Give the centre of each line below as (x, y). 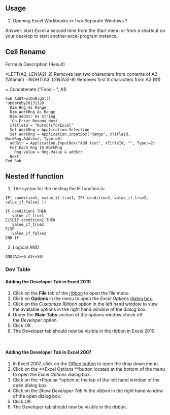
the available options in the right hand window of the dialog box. (80, 309)
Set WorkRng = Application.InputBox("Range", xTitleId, (70, 134)
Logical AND (26, 247)
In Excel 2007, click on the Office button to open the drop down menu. (86, 364)
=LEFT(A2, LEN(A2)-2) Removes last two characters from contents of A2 (81, 74)
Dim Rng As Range (28, 107)
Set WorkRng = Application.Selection (50, 130)
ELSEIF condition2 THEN (30, 220)
